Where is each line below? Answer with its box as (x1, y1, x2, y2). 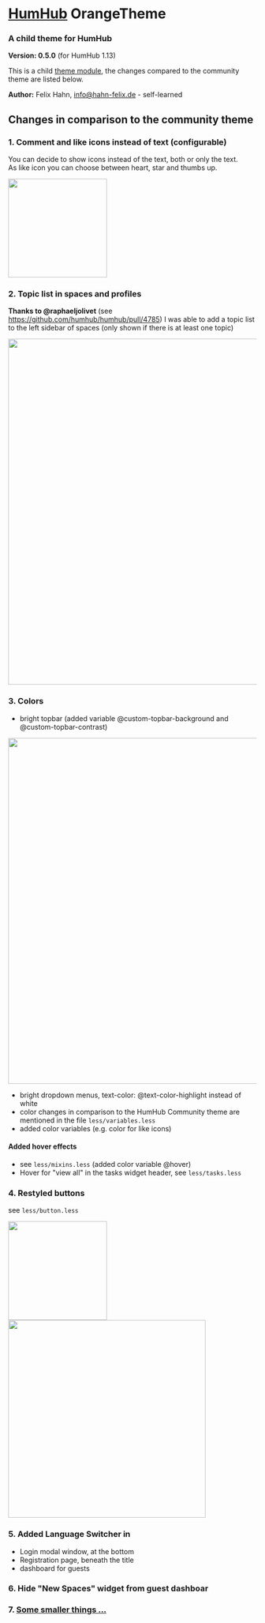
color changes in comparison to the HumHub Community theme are (19, 1107, 241, 1116)
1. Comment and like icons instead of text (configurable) (8, 136, 227, 147)
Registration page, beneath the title (19, 1555, 134, 1564)
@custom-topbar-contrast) (19, 722, 108, 731)
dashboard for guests (19, 1563, 91, 1573)
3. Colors (8, 696, 44, 707)
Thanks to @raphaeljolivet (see (8, 306, 113, 316)
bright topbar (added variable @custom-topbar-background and (19, 713, 229, 723)
